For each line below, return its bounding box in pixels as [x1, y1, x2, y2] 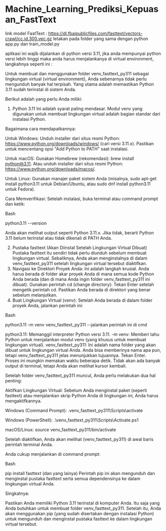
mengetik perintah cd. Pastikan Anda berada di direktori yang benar [12, 286, 151, 293]
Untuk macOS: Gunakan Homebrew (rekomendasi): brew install [5, 155, 135, 161]
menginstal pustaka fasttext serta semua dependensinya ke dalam [5, 476, 140, 481]
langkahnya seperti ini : [5, 61, 53, 67]
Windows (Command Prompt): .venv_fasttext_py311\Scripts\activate [5, 407, 143, 413]
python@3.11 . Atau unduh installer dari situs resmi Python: [5, 160, 123, 166]
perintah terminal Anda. [5, 441, 54, 447]
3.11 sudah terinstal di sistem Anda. [5, 86, 76, 92]
